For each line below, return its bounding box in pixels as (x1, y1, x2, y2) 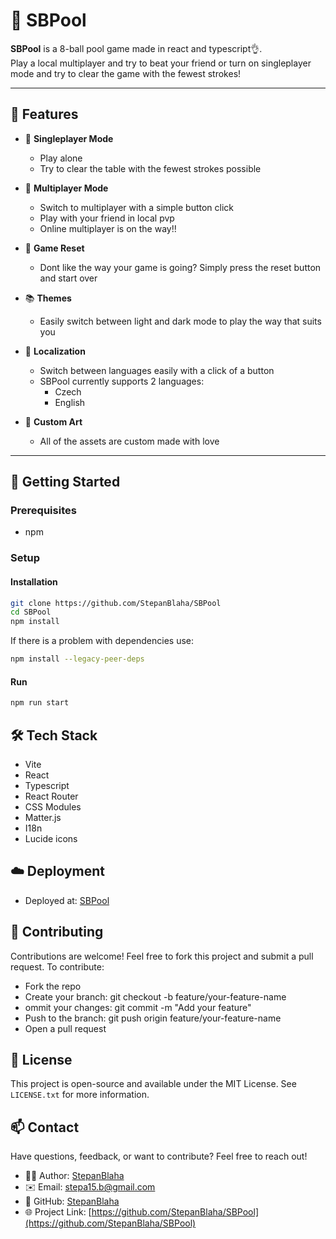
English (54, 396, 86, 408)
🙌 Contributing (10, 924, 104, 941)
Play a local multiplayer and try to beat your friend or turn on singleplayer (10, 57, 312, 69)
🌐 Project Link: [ (24, 1206, 92, 1218)
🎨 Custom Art (24, 415, 83, 428)
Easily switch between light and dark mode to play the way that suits (39, 315, 322, 327)
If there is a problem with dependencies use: (10, 635, 195, 647)
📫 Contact (10, 1119, 80, 1136)
